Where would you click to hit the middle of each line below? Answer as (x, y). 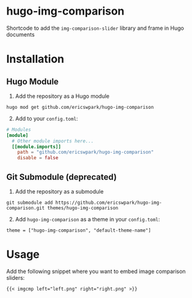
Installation (35, 59)
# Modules (19, 130)
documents (20, 34)
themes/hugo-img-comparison (83, 208)
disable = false (38, 158)
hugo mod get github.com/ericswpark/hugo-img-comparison (80, 107)
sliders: (16, 277)
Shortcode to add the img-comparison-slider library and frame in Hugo (95, 28)
